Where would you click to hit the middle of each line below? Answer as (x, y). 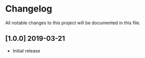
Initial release (26, 50)
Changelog (29, 9)
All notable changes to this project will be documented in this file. (73, 23)
